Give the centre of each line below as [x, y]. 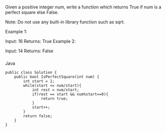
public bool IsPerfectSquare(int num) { [57, 77]
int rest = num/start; [55, 90]
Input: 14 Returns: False [29, 51]
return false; [38, 116]
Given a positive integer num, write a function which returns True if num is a [83, 7]
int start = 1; [39, 81]
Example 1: [16, 31]
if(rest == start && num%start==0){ [70, 94]
